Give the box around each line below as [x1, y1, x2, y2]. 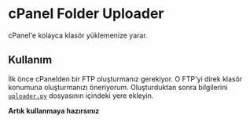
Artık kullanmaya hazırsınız [8, 106, 100, 115]
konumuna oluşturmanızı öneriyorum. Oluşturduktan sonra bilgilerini [8, 82, 228, 92]
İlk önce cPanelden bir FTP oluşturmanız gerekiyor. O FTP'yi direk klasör [8, 74, 243, 83]
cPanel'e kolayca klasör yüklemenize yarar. [8, 31, 148, 40]
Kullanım [8, 53, 53, 67]
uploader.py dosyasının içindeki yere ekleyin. [8, 91, 154, 100]
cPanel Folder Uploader [8, 5, 164, 23]
